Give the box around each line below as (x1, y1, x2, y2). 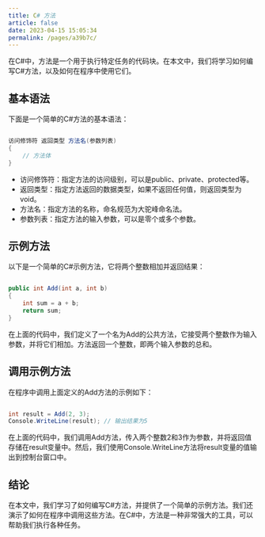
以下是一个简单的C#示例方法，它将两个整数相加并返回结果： (8, 262, 206, 272)
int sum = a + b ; (22, 299, 80, 307)
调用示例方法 (8, 365, 71, 379)
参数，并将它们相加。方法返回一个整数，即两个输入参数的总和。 (8, 339, 216, 348)
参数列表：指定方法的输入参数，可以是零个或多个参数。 (19, 214, 200, 223)
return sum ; (22, 307, 62, 314)
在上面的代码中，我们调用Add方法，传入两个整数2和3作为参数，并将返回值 (8, 432, 252, 442)
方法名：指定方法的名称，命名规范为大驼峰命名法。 (19, 204, 187, 214)
